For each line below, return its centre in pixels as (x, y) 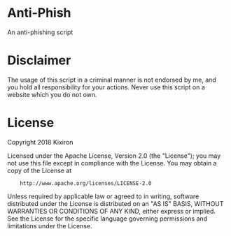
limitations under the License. (50, 226)
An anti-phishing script (40, 32)
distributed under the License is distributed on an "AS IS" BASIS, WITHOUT (115, 203)
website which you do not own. (52, 94)
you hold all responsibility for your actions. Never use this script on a (106, 87)
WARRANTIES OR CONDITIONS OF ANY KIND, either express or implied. (111, 211)
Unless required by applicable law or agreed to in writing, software (103, 196)
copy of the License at (40, 170)
